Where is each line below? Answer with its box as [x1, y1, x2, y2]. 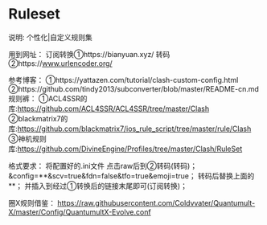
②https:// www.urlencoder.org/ [8, 58, 113, 68]
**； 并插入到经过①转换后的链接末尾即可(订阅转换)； [8, 181, 187, 190]
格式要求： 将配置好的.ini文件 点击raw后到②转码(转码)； [8, 161, 198, 170]
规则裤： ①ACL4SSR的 [8, 93, 88, 103]
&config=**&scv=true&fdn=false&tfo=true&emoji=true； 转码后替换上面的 [8, 170, 255, 181]
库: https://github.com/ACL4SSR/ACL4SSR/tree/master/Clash [8, 104, 210, 113]
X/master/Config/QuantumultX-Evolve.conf [8, 207, 151, 217]
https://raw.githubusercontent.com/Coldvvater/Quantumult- [57, 198, 256, 207]
